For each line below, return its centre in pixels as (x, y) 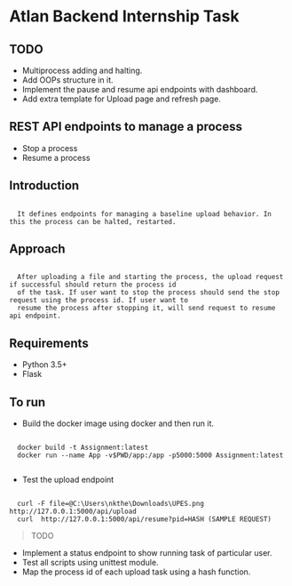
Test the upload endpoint (68, 480)
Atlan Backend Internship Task (124, 16)
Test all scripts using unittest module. (90, 563)
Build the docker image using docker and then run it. (118, 423)
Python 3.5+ (45, 365)
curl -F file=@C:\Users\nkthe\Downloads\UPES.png (110, 504)
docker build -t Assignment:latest (83, 448)
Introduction (44, 185)
